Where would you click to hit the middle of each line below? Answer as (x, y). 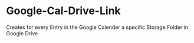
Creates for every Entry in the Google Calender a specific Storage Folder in (97, 27)
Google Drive (22, 33)
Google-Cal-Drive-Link (63, 11)
